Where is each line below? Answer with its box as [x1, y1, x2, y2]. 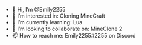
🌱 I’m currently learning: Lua [11, 19, 83, 26]
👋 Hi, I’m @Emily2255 [11, 6, 66, 13]
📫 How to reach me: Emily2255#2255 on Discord [11, 32, 136, 39]
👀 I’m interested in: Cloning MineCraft [11, 12, 106, 19]
